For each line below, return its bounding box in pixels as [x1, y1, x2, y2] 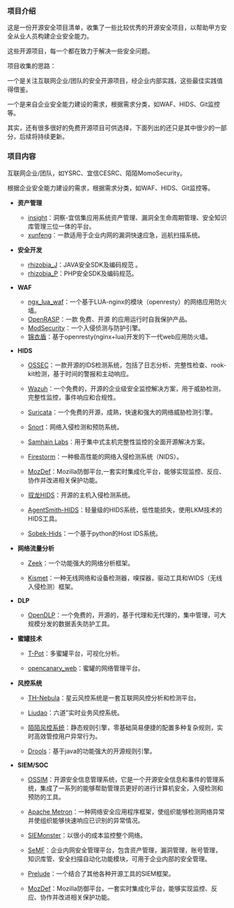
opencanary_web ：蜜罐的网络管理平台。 [27, 664, 144, 672]
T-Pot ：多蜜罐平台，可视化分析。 [27, 649, 123, 657]
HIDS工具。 [27, 514, 61, 523]
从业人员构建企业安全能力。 [13, 32, 93, 40]
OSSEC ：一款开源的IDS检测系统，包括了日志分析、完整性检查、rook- [27, 361, 227, 369]
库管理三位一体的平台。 [27, 222, 95, 230]
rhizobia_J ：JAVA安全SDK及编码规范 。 [27, 260, 142, 269]
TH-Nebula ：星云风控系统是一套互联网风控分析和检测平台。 [27, 693, 201, 702]
